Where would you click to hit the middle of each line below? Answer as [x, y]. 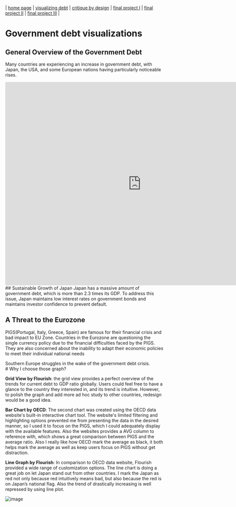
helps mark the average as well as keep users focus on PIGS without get [80, 447]
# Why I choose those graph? [36, 369]
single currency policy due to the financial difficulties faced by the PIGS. [80, 343]
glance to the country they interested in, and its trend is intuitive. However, [82, 389]
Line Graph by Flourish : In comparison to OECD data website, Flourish [78, 462]
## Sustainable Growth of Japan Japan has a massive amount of [72, 288]
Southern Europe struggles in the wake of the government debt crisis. [78, 363]
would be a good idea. [28, 400]
